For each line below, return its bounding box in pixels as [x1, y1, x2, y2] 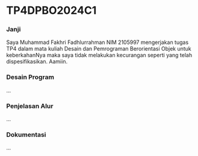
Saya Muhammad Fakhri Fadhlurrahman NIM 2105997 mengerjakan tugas [6, 39, 189, 46]
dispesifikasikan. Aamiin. [6, 58, 68, 65]
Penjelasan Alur [6, 102, 54, 110]
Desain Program [6, 73, 54, 81]
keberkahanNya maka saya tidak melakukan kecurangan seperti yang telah [6, 52, 193, 59]
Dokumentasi [6, 131, 46, 139]
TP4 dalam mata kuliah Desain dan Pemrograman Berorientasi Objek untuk [6, 45, 191, 52]
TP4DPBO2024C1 [6, 4, 97, 17]
